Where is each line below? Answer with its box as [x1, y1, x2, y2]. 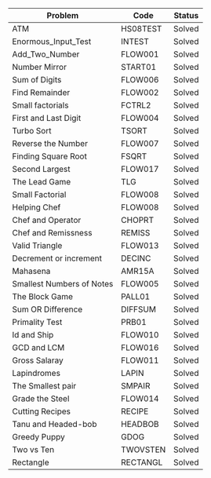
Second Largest [12, 164, 71, 174]
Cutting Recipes [12, 406, 71, 417]
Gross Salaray [12, 355, 64, 366]
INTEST [121, 36, 149, 46]
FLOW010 [121, 330, 159, 340]
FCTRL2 [121, 100, 151, 111]
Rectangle [12, 457, 49, 468]
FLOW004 [121, 113, 159, 123]
